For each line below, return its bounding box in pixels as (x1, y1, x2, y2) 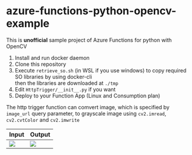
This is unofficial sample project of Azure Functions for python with (6, 36, 172, 43)
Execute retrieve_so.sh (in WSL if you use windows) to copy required (14, 67, 187, 74)
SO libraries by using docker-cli (14, 73, 92, 80)
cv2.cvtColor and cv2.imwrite (6, 116, 80, 123)
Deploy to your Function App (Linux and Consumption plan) (14, 92, 160, 99)
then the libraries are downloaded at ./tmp (14, 79, 119, 87)
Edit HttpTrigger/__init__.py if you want (14, 86, 116, 93)
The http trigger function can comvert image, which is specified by (6, 103, 170, 110)
